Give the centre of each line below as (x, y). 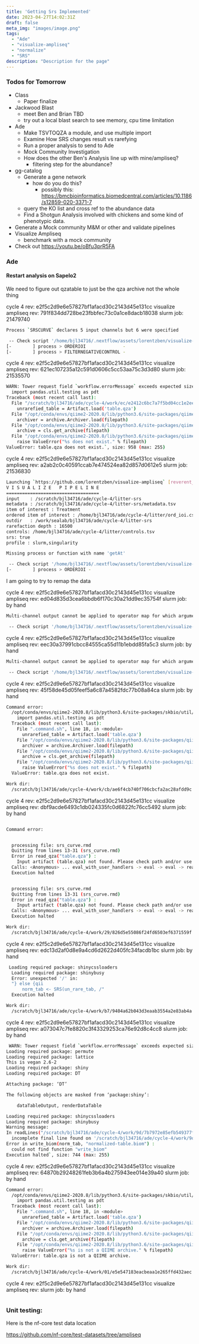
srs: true (18, 537)
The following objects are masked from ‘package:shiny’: (78, 1095)
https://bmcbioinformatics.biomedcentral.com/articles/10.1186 (117, 196)
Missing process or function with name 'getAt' (66, 553)
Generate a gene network (55, 177)
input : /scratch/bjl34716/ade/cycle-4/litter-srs (74, 499)
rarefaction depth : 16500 (39, 526)
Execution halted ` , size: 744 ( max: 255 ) (58, 1155)
